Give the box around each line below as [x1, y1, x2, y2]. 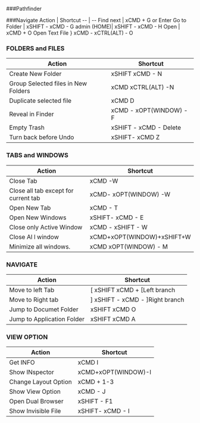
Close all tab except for [9, 186, 74, 195]
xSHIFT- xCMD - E [89, 213, 144, 222]
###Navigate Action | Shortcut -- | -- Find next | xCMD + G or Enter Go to [6, 17, 186, 23]
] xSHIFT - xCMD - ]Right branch [90, 295, 185, 304]
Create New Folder [9, 70, 62, 78]
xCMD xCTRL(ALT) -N [111, 83, 174, 91]
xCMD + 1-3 [77, 378, 114, 386]
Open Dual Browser [9, 397, 64, 406]
